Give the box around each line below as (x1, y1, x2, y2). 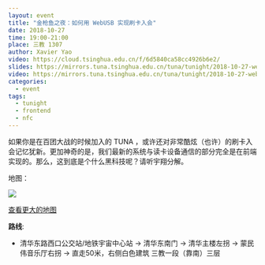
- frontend (15, 107, 51, 115)
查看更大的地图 (8, 204, 57, 214)
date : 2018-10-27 (8, 26, 65, 34)
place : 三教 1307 (8, 41, 63, 49)
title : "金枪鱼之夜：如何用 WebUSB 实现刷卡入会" (8, 19, 157, 27)
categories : (8, 77, 47, 85)
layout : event (8, 11, 55, 20)
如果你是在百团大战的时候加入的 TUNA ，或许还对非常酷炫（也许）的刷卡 (8, 136, 246, 146)
